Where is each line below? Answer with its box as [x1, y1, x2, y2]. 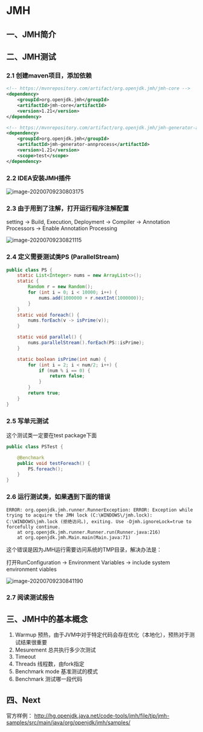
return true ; [28, 390, 61, 397]
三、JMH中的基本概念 [6, 614, 88, 624]
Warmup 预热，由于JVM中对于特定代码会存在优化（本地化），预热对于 [14, 631, 190, 639]
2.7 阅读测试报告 [6, 593, 54, 602]
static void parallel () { [17, 334, 83, 340]
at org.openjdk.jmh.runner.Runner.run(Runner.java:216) [17, 529, 161, 535]
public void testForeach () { [17, 460, 91, 466]
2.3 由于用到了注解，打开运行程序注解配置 [6, 204, 129, 213]
